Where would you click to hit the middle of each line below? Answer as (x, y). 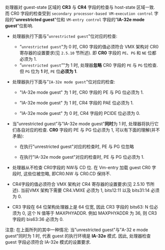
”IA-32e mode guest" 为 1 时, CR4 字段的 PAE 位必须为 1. (77, 103)
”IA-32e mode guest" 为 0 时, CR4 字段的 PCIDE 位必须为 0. (80, 113)
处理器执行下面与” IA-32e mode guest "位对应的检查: (64, 82)
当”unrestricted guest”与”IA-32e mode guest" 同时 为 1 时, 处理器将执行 (83, 124)
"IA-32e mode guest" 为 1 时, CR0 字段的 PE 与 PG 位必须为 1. (82, 92)
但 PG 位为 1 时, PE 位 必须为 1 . (48, 71)
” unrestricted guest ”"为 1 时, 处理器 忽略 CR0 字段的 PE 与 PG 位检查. (89, 65)
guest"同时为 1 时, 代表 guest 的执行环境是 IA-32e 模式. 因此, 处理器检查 (78, 236)
